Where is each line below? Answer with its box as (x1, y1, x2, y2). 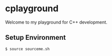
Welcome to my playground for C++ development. (5, 19, 108, 25)
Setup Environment (5, 33, 66, 42)
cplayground (5, 3, 58, 14)
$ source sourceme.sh (5, 46, 50, 52)
